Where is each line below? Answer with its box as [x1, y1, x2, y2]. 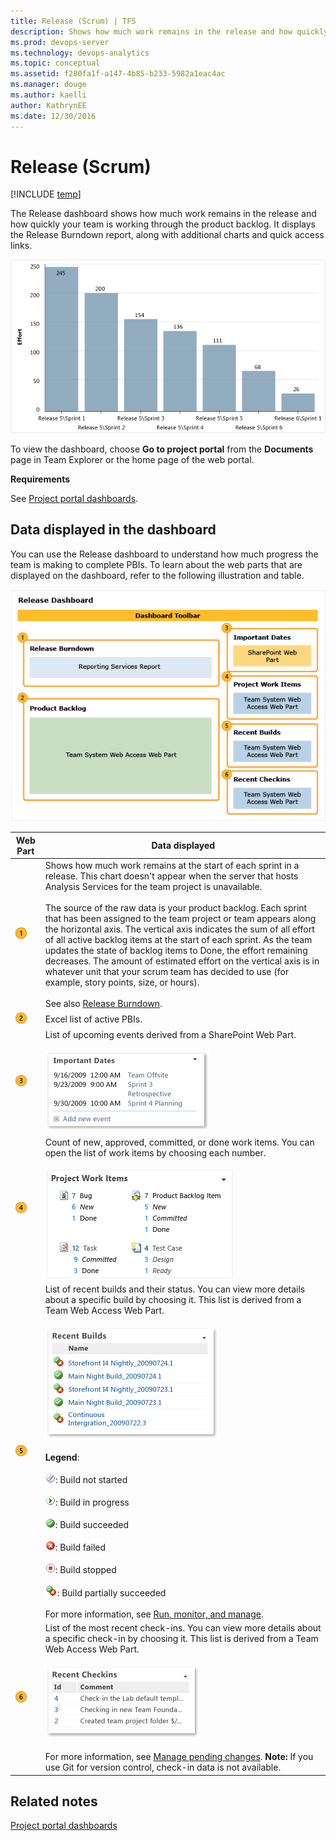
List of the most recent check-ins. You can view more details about [44, 1622, 322, 1634]
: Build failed [54, 1541, 107, 1553]
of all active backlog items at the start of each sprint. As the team [44, 933, 313, 945]
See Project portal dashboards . [10, 492, 139, 504]
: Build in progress [54, 1496, 130, 1508]
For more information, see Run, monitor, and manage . [44, 1608, 264, 1620]
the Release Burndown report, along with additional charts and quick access [10, 229, 325, 241]
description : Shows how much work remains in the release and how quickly [10, 26, 329, 37]
